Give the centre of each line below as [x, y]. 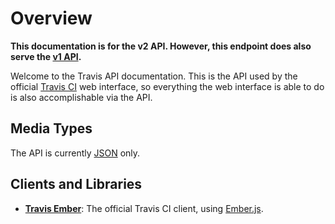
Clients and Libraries [76, 184]
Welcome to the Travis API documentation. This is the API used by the [154, 76]
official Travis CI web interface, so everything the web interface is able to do [167, 86]
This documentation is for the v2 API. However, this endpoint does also [161, 46]
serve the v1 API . [46, 56]
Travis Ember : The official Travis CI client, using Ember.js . [144, 208]
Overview [51, 18]
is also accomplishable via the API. [81, 97]
